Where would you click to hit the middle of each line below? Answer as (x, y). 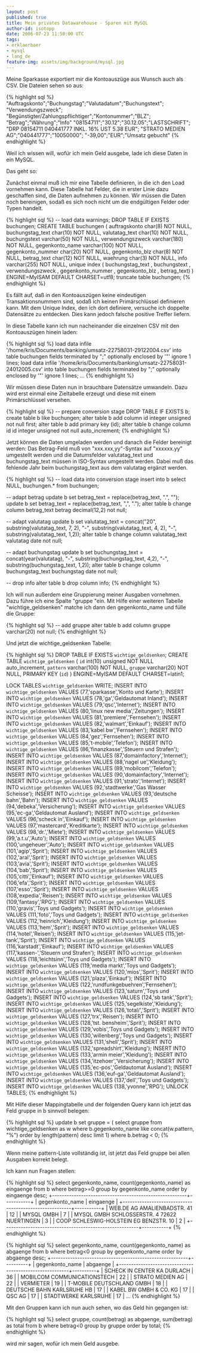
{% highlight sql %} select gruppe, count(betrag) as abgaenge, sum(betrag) (99, 1319)
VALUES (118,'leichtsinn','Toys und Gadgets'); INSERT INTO (79, 959)
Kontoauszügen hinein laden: (42, 332)
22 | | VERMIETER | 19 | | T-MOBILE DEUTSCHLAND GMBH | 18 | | (87, 1283)
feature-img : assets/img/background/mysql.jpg (65, 62)
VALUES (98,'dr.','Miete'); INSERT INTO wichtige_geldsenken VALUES (91, 832)
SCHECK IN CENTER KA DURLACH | (149, 1270)
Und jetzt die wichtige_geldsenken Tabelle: (59, 643)
